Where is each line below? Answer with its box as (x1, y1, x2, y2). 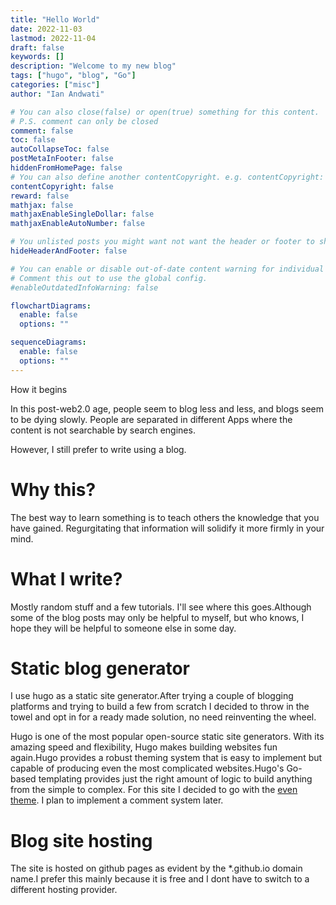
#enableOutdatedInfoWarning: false (10, 282, 159, 293)
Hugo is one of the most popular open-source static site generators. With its (10, 731, 325, 743)
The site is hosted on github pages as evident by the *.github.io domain (10, 862, 303, 875)
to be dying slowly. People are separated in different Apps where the (10, 413, 293, 425)
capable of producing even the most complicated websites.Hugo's (10, 762, 285, 775)
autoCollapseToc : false (10, 144, 110, 155)
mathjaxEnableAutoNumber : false (10, 219, 145, 229)
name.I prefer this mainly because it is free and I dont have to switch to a (10, 873, 310, 885)
